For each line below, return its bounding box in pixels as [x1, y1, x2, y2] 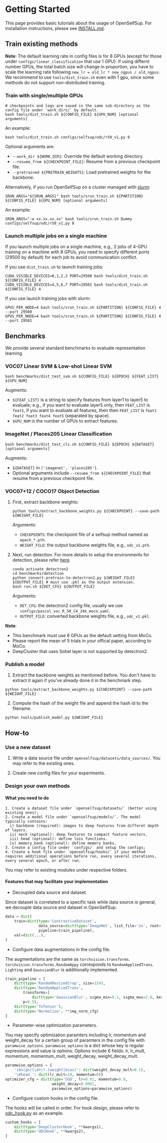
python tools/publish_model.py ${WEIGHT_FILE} [5, 715, 103, 720]
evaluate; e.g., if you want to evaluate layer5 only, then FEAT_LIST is [12, 402, 150, 408]
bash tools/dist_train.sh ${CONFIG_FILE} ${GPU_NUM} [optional [5, 112, 139, 117]
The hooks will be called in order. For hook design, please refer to [5, 1105, 140, 1111]
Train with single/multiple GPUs [5, 92, 83, 99]
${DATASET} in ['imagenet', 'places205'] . [12, 464, 98, 470]
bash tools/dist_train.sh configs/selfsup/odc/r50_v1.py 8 [5, 135, 130, 140]
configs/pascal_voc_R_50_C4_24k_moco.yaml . [19, 608, 110, 614]
